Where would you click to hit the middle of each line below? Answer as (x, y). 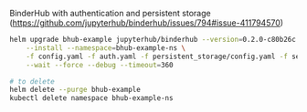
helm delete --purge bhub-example (75, 90)
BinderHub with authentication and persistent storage (111, 13)
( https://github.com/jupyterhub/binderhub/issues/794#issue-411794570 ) (147, 23)
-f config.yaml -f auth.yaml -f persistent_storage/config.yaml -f (157, 56)
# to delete (32, 81)
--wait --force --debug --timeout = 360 (100, 65)
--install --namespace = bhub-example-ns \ (106, 48)
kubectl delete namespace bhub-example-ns (91, 98)
